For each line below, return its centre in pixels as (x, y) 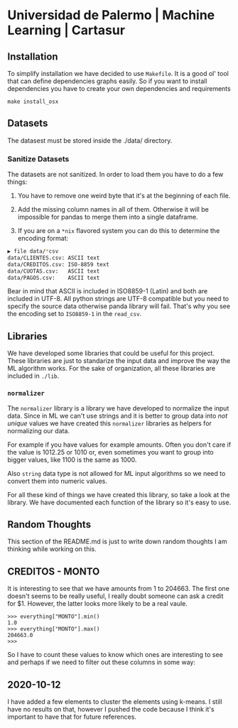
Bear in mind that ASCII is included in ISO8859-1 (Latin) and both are (108, 291)
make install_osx (33, 102)
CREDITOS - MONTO (54, 571)
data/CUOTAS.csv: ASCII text (54, 271)
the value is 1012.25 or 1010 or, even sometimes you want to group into (111, 452)
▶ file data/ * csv (33, 251)
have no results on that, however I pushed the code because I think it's (111, 710)
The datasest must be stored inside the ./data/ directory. (90, 140)
